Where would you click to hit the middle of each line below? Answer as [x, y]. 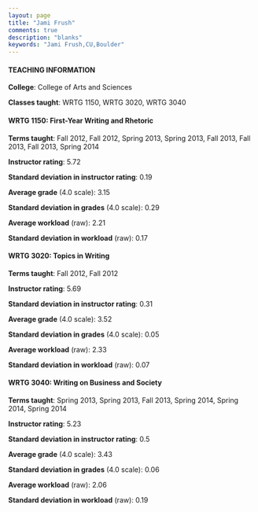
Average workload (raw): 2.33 [58, 349]
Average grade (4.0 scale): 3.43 [60, 454]
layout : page [29, 15]
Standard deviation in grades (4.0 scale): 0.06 [84, 470]
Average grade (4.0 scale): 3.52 [60, 319]
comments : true [33, 30]
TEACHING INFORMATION [52, 70]
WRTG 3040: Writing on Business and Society [85, 383]
